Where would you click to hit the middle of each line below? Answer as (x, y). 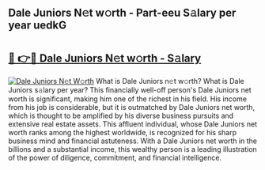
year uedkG (38, 26)
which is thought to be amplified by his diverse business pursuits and (121, 115)
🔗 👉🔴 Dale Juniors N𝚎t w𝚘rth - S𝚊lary (105, 58)
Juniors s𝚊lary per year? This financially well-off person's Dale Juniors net (130, 90)
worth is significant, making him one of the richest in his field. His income (128, 99)
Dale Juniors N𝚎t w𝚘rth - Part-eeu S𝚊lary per (122, 13)
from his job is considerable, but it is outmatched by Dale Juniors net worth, (132, 107)
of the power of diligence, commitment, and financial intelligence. (115, 158)
